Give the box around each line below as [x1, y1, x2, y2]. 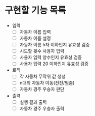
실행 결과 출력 [19, 99, 47, 105]
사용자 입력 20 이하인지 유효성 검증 [19, 61, 89, 67]
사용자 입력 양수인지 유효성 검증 [19, 54, 82, 61]
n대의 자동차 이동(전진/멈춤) [19, 80, 75, 86]
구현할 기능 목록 [5, 5, 66, 16]
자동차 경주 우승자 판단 [19, 86, 65, 92]
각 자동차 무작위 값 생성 [19, 73, 66, 79]
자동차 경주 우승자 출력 [19, 105, 65, 111]
